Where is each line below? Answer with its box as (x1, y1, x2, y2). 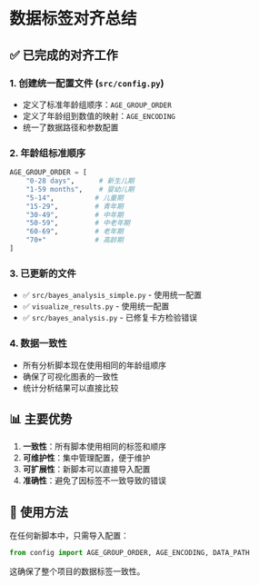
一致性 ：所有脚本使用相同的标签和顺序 (22, 441, 166, 452)
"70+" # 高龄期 (25, 235, 125, 245)
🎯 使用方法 (9, 504, 68, 520)
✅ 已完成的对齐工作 (9, 47, 118, 63)
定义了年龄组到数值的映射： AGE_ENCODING (22, 110, 175, 121)
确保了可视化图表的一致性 (22, 371, 119, 382)
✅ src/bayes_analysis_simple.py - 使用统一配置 (22, 290, 203, 301)
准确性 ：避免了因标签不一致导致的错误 (22, 475, 166, 486)
